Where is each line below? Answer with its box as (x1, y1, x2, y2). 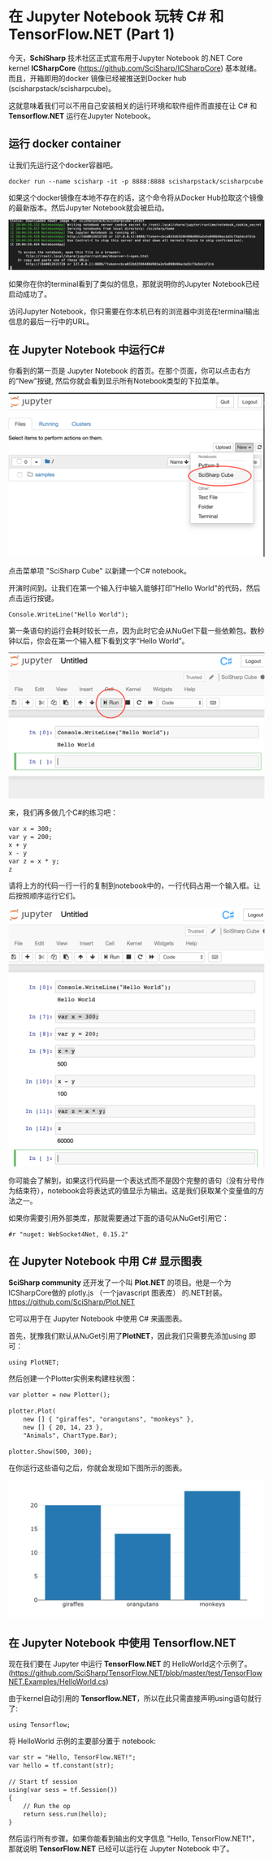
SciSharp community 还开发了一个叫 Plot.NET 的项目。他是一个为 (8, 1277, 232, 1288)
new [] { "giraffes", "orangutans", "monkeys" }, (23, 1415, 195, 1423)
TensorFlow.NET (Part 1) (8, 25, 175, 44)
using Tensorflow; (8, 1721, 71, 1729)
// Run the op (23, 1803, 71, 1811)
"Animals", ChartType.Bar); (23, 1431, 118, 1439)
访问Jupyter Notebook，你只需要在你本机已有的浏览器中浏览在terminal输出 (8, 306, 260, 317)
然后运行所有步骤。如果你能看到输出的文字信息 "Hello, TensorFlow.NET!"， (8, 1833, 259, 1844)
